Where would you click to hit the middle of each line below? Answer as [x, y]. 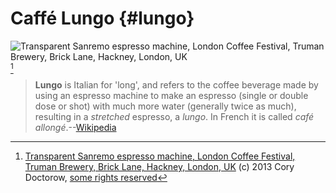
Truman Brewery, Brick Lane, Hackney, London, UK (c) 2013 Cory [159, 166]
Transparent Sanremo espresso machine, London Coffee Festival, [160, 156]
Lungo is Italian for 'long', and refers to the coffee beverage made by [176, 84]
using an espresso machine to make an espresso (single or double [171, 95]
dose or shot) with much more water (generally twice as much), [165, 106]
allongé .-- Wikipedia [75, 127]
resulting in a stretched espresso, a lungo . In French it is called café [174, 116]
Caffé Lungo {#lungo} [102, 18]
